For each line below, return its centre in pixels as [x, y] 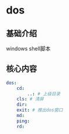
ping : [23, 121]
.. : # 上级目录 [44, 94]
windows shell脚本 [28, 48]
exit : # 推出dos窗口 [40, 110]
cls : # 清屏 [30, 99]
